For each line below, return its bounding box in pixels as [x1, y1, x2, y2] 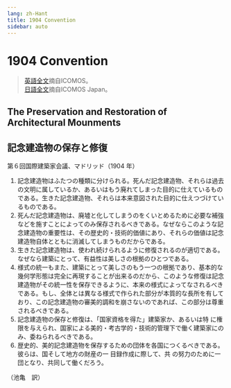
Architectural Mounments [7, 116, 121, 128]
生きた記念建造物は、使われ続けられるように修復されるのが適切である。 [17, 245, 224, 254]
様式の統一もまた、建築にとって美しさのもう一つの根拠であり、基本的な [17, 263, 223, 271]
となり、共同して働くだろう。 [23, 358, 108, 367]
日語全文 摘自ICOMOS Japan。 [24, 85, 112, 94]
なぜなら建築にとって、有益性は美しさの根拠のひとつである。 [17, 254, 193, 263]
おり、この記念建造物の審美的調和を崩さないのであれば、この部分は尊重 [17, 297, 224, 306]
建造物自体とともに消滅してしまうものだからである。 [17, 237, 169, 245]
